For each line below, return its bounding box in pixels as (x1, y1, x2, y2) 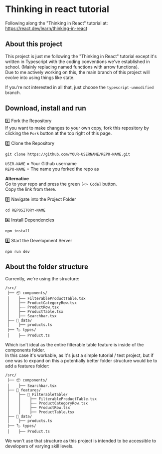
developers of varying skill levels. (5, 443, 74, 449)
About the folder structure (5, 262, 89, 271)
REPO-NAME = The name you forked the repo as (5, 166, 99, 172)
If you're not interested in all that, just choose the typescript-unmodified (5, 84, 154, 90)
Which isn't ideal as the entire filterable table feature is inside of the (5, 342, 144, 348)
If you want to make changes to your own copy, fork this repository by (5, 125, 150, 131)
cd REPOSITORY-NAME (5, 208, 46, 213)
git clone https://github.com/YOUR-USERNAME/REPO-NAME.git (5, 152, 131, 157)
